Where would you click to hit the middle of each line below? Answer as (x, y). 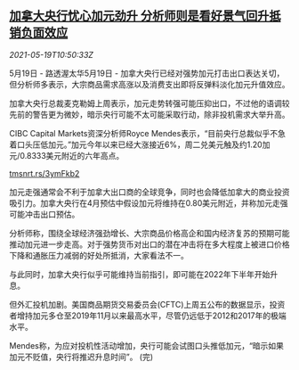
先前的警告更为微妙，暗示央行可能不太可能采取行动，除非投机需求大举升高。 (149, 114)
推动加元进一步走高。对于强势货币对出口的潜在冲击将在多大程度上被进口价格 (149, 244)
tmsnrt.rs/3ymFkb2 (44, 173)
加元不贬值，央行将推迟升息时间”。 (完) (81, 357)
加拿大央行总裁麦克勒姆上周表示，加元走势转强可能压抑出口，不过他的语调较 (149, 103)
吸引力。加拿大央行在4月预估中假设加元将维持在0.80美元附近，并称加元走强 (149, 202)
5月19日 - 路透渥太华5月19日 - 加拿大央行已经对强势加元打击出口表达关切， (147, 73)
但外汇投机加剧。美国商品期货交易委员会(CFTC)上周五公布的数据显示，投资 (147, 304)
